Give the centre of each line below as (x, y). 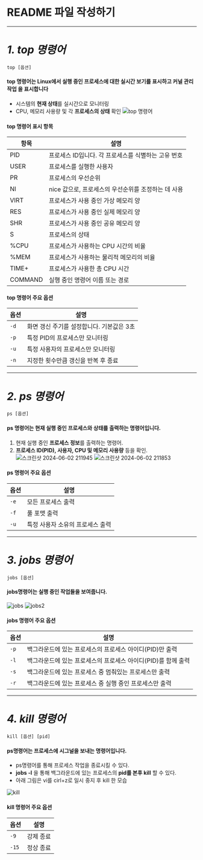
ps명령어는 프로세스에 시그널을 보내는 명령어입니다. (67, 751)
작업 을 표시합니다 (28, 89)
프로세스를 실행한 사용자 (81, 167)
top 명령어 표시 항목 (30, 126)
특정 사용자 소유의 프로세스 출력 (69, 524)
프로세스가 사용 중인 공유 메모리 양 (94, 223)
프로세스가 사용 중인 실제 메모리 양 (94, 212)
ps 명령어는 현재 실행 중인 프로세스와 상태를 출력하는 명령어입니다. (84, 428)
